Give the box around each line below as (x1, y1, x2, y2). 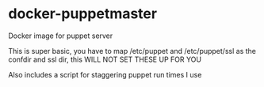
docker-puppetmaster (8, 5, 157, 23)
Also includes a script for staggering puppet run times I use (8, 70, 202, 79)
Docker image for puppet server (8, 31, 113, 40)
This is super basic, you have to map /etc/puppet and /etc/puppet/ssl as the (8, 46, 256, 55)
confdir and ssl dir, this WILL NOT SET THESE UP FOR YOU (8, 55, 202, 64)
